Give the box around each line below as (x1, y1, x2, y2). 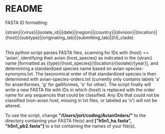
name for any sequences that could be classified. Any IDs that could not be (5, 92, 160, 98)
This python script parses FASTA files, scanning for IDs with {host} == (5, 49, 149, 55)
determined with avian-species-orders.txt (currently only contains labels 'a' (5, 76, 161, 82)
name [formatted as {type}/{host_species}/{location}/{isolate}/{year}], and (5, 60, 159, 66)
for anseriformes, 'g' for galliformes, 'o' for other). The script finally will (5, 81, 151, 87)
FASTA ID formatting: (5, 19, 48, 25)
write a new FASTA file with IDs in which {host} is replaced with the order (5, 86, 155, 92)
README (5, 3, 43, 14)
